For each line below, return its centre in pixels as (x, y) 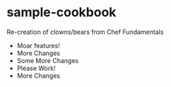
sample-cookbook (61, 12)
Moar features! (39, 45)
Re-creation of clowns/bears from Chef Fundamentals (85, 32)
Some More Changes (48, 60)
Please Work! (36, 68)
